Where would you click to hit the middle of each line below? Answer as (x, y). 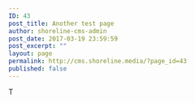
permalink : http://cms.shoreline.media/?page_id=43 (97, 62)
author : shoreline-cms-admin (58, 31)
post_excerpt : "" (38, 46)
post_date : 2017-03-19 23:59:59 (63, 39)
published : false (38, 69)
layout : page (30, 54)
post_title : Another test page (61, 24)
